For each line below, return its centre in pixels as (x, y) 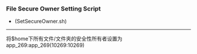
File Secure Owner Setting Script (54, 9)
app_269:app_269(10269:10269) (45, 45)
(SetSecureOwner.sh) (41, 21)
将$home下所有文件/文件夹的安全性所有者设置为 (64, 39)
